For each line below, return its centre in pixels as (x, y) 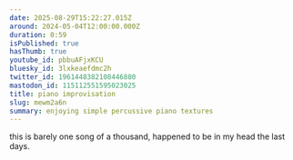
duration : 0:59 (38, 35)
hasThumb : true (38, 52)
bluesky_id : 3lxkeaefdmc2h (61, 69)
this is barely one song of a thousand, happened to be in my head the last (147, 136)
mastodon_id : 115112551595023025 (73, 85)
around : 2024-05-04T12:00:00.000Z (75, 26)
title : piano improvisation (63, 94)
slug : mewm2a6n (38, 102)
